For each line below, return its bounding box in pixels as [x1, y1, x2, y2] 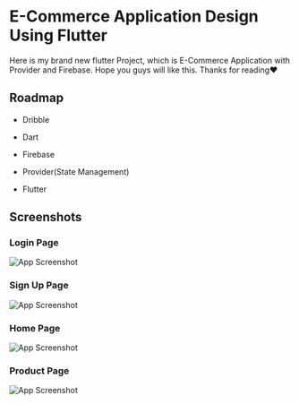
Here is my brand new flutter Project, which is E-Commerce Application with [9, 55, 291, 65]
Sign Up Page [9, 279, 69, 292]
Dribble [21, 114, 50, 125]
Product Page [9, 365, 70, 377]
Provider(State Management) [21, 166, 130, 176]
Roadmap [9, 90, 64, 106]
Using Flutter [9, 25, 107, 46]
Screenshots [9, 210, 82, 225]
